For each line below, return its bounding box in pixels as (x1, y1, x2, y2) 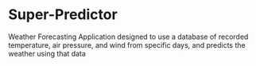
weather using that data (8, 49, 86, 58)
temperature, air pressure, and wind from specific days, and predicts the (8, 40, 246, 49)
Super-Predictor (8, 6, 118, 24)
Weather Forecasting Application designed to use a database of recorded (8, 32, 249, 41)
